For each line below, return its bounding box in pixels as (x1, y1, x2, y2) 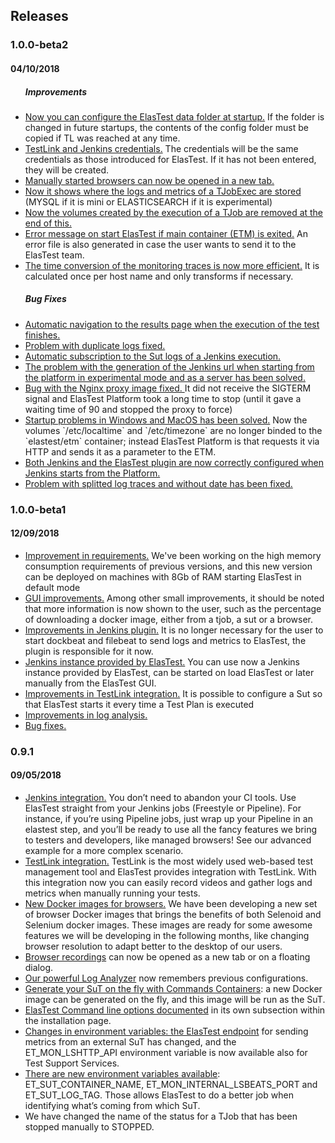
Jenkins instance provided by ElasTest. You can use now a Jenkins (24, 655, 301, 668)
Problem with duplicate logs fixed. (24, 339, 166, 351)
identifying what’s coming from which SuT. (24, 1100, 201, 1112)
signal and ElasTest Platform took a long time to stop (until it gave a (24, 392, 302, 404)
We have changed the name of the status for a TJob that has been (24, 1110, 298, 1123)
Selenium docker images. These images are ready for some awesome (24, 919, 313, 931)
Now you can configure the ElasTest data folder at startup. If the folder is (24, 110, 325, 123)
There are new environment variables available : (24, 1068, 221, 1080)
